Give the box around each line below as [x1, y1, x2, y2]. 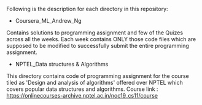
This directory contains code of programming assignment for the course [6, 72, 189, 79]
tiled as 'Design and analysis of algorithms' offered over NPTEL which [6, 79, 183, 86]
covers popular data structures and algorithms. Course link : [6, 85, 158, 93]
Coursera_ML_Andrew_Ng [15, 17, 82, 24]
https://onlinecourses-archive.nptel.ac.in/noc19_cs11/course [6, 92, 158, 99]
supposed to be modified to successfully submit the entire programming [6, 42, 189, 49]
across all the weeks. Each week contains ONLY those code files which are [6, 36, 196, 42]
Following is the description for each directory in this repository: [6, 6, 168, 12]
